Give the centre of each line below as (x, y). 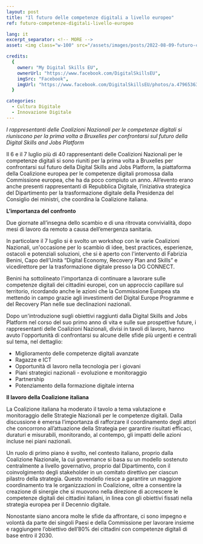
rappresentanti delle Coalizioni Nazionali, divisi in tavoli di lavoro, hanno (95, 328)
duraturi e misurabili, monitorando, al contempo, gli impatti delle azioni (94, 434)
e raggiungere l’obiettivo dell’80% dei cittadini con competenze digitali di (97, 529)
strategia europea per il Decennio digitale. (58, 504)
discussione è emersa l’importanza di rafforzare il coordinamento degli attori (101, 422)
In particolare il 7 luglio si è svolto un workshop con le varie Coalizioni (93, 240)
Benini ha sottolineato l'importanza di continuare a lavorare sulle (86, 278)
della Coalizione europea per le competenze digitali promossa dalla (90, 173)
